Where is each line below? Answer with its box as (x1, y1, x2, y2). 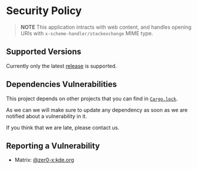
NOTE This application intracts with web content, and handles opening (20, 23, 192, 31)
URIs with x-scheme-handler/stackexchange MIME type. (20, 29, 153, 36)
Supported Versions (6, 47, 81, 57)
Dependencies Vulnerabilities (6, 79, 118, 89)
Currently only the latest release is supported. (6, 62, 117, 69)
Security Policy (6, 4, 82, 18)
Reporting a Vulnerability (6, 141, 100, 151)
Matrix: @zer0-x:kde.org (14, 157, 75, 164)
